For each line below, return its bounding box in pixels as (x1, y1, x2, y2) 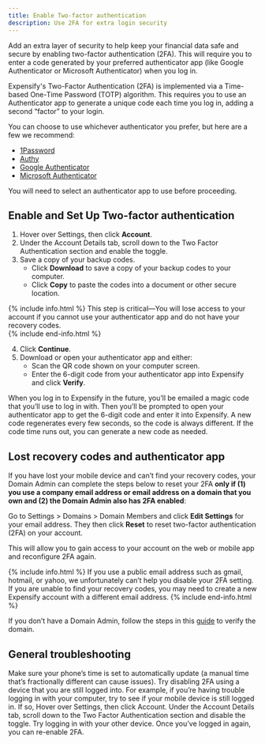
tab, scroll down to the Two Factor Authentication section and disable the (8, 710, 246, 719)
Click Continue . (19, 345, 71, 354)
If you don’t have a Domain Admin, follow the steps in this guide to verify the (8, 616, 256, 625)
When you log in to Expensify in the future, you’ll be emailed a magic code (8, 393, 250, 403)
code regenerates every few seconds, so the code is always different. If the (8, 418, 254, 428)
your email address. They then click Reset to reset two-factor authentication (8, 519, 256, 530)
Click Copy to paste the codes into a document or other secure (31, 280, 237, 289)
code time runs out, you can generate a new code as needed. (8, 427, 208, 436)
